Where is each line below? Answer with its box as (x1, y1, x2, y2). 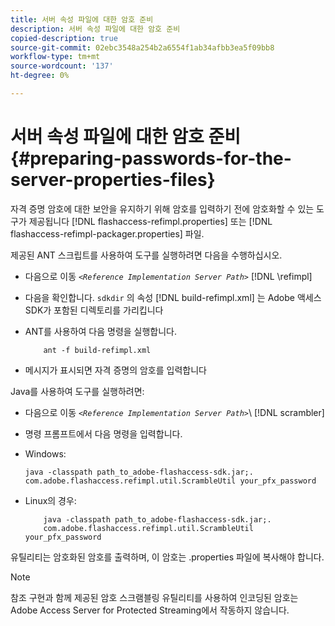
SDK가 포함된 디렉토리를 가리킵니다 (24, 304, 164, 316)
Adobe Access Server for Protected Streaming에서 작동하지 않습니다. (10, 604, 290, 616)
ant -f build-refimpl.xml (43, 345, 152, 355)
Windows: (24, 447, 67, 460)
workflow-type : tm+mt (10, 52, 101, 62)
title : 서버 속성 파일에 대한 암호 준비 (10, 14, 154, 25)
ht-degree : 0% (10, 71, 70, 81)
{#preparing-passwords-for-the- (10, 147, 292, 170)
